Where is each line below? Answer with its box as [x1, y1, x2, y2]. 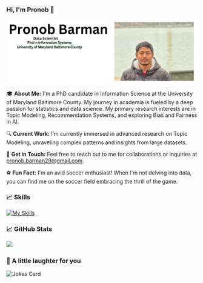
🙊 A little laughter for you [6, 257, 81, 265]
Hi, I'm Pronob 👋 [6, 5, 55, 14]
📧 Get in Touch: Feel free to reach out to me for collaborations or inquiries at [6, 150, 198, 158]
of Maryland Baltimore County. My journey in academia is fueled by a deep [6, 98, 193, 105]
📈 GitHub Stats [6, 224, 53, 233]
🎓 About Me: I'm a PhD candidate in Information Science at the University [6, 90, 193, 97]
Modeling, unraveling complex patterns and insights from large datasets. [6, 139, 187, 146]
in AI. [6, 118, 19, 125]
